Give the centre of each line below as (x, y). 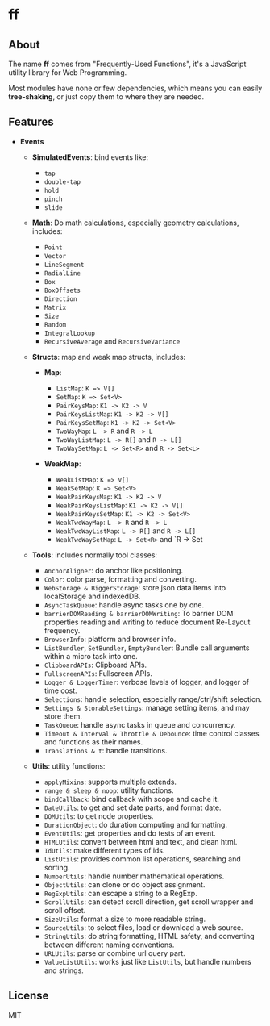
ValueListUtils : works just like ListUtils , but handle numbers (147, 961)
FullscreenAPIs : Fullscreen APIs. (98, 673)
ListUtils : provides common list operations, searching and (143, 859)
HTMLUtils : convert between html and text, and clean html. (141, 841)
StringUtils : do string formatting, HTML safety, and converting (150, 936)
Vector (55, 256)
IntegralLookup (69, 333)
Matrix (55, 307)
